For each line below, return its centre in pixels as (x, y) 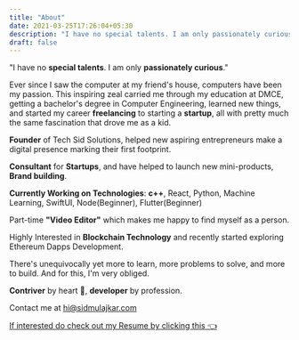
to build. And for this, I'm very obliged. (79, 273)
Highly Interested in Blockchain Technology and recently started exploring (147, 238)
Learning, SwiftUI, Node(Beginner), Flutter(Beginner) (106, 203)
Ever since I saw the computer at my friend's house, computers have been (145, 85)
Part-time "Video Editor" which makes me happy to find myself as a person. (149, 220)
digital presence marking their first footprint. (90, 150)
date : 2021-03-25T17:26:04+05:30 (71, 26)
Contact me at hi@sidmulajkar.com (73, 308)
